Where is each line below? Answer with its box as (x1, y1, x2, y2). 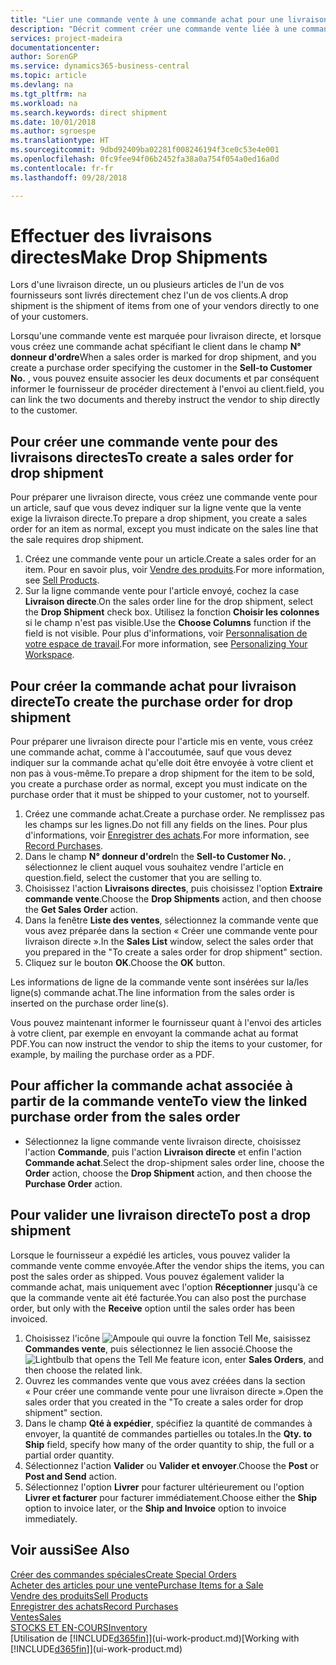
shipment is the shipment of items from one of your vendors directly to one (10, 300, 320, 312)
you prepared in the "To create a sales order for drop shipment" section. (24, 946, 323, 958)
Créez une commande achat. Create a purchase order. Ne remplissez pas (24, 808, 325, 820)
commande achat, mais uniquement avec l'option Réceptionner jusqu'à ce (10, 1281, 318, 1293)
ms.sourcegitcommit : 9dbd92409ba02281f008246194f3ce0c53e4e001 (10, 145, 280, 155)
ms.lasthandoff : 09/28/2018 (10, 172, 128, 183)
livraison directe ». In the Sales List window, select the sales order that (24, 936, 314, 948)
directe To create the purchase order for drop (10, 693, 294, 710)
